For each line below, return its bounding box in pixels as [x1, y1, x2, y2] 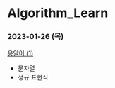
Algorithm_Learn [7, 5, 109, 21]
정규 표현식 [17, 73, 49, 82]
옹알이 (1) [7, 49, 34, 57]
